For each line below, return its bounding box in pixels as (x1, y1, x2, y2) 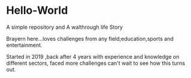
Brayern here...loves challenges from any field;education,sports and (6, 35, 174, 42)
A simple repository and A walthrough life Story (6, 23, 123, 31)
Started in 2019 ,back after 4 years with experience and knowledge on (6, 53, 180, 60)
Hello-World (6, 4, 68, 17)
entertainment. (6, 41, 43, 49)
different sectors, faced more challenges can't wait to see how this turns (6, 59, 186, 67)
